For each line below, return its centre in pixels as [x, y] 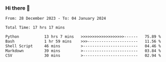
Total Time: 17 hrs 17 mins [35, 28]
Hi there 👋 [18, 8]
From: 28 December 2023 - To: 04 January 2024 [56, 19]
